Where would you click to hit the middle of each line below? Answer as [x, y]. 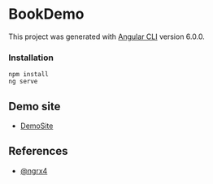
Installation [31, 58]
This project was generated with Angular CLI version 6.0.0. [106, 36]
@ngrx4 [34, 170]
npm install [28, 75]
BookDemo [46, 14]
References [38, 151]
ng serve [23, 82]
